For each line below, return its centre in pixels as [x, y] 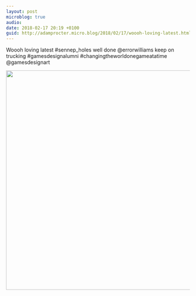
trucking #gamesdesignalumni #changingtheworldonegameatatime [87, 56]
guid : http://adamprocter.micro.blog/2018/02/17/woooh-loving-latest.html [99, 33]
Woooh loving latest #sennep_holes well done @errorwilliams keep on [90, 50]
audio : [14, 22]
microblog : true [26, 17]
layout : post [22, 11]
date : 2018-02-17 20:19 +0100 [43, 28]
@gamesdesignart [28, 63]
